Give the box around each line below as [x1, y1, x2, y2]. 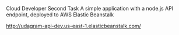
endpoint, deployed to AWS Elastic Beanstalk [6, 11, 114, 18]
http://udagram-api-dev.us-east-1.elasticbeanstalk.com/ [6, 23, 141, 29]
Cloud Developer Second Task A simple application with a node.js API [6, 5, 174, 12]
